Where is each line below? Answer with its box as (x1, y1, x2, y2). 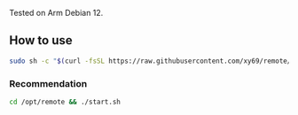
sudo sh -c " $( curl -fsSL (9, 57, 105, 65)
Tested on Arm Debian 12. (9, 8, 104, 18)
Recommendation (9, 77, 88, 89)
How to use (9, 33, 73, 48)
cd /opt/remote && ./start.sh (9, 97, 122, 106)
